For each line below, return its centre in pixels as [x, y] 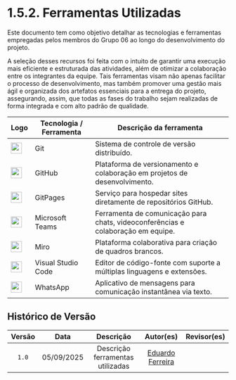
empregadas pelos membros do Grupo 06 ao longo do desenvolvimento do [116, 39]
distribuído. [113, 153]
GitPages [50, 197]
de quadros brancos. [129, 251]
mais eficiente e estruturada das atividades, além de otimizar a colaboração [117, 68]
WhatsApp [52, 287]
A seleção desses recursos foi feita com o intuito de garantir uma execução [117, 61]
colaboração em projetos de [141, 172]
